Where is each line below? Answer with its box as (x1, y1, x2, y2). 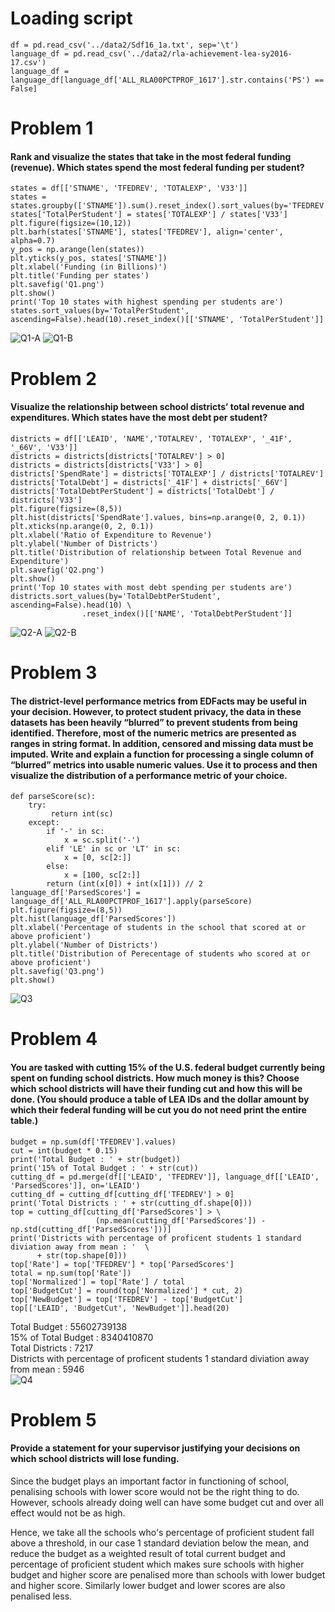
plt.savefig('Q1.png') (10, 280, 105, 290)
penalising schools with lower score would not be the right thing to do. (10, 1485, 300, 1497)
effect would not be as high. (10, 1507, 126, 1519)
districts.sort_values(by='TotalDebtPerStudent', (10, 591, 222, 601)
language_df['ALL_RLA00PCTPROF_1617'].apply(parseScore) (10, 897, 253, 907)
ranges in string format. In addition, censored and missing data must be (10, 737, 314, 749)
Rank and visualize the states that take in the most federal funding (10, 150, 292, 162)
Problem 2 (10, 367, 97, 390)
